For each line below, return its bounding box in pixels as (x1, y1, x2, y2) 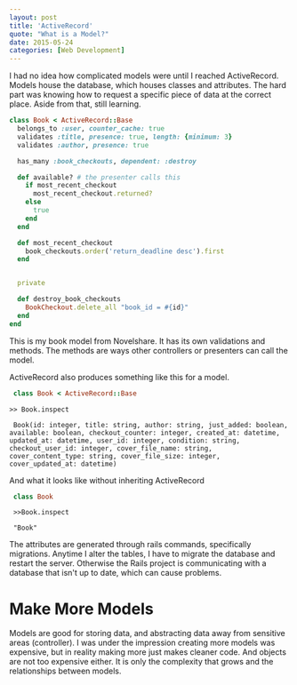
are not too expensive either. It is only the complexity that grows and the (9, 657, 274, 667)
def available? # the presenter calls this (17, 172, 181, 182)
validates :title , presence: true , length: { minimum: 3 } (17, 132, 233, 141)
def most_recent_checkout (17, 238, 114, 247)
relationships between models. (9, 665, 122, 676)
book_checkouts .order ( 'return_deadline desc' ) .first (25, 246, 225, 256)
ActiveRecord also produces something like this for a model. (9, 371, 229, 382)
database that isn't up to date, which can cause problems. (9, 568, 222, 578)
